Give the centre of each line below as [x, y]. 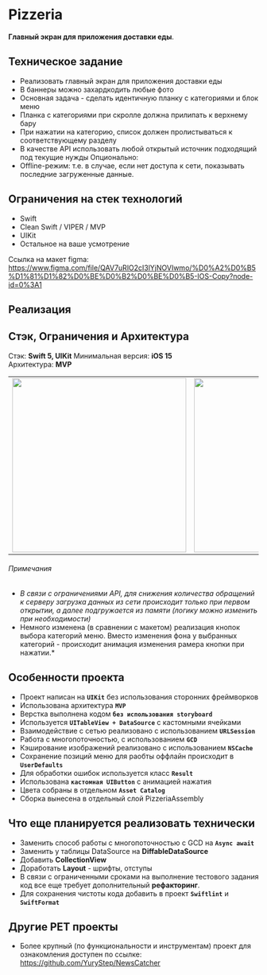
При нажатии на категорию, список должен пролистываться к [126, 131]
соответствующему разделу [68, 140]
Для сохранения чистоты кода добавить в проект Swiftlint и [124, 893]
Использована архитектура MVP [73, 705]
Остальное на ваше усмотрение [74, 244]
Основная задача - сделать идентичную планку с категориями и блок [139, 98]
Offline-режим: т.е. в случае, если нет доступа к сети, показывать [132, 166]
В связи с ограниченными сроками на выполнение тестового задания [139, 876]
